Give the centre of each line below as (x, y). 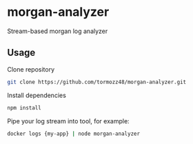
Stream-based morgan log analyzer (58, 31)
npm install (24, 107)
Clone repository (31, 69)
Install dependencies (37, 95)
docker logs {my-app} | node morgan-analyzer (73, 134)
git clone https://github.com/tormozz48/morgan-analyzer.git (97, 82)
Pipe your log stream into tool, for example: (68, 121)
